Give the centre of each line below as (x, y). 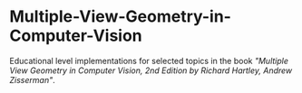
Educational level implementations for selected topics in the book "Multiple (149, 60)
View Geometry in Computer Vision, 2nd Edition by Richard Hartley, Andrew (151, 70)
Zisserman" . (33, 79)
